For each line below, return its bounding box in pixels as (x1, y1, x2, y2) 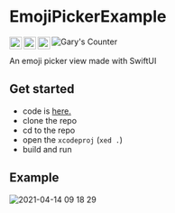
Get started (9, 81, 75, 97)
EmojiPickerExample (9, 6, 167, 27)
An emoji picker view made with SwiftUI (9, 55, 157, 66)
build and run (22, 144, 72, 154)
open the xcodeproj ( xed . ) (22, 134, 124, 145)
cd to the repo (22, 125, 76, 135)
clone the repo (22, 115, 78, 125)
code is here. (22, 106, 72, 116)
